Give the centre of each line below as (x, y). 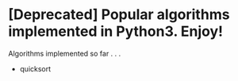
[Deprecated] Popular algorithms (119, 15)
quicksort (35, 68)
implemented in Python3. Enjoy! (116, 31)
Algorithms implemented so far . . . (65, 53)
